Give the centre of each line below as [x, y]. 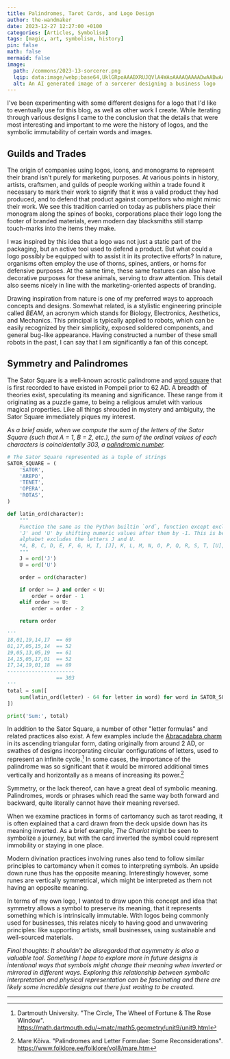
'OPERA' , [32, 489]
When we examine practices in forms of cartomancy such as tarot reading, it [115, 816]
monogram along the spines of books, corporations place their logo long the [115, 214]
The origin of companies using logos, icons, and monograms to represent [111, 170]
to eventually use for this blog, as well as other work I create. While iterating [114, 110]
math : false [24, 52]
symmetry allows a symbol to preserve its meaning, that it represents [104, 908]
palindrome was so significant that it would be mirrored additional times [108, 767]
